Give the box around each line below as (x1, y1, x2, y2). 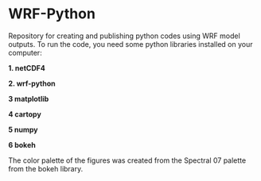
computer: (8, 48, 42, 57)
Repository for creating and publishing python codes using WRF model (8, 31, 240, 40)
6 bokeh (8, 140, 36, 149)
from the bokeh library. (8, 164, 84, 173)
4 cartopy (8, 109, 41, 119)
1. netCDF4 (8, 63, 45, 72)
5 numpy (8, 125, 38, 134)
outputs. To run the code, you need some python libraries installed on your (8, 39, 253, 48)
